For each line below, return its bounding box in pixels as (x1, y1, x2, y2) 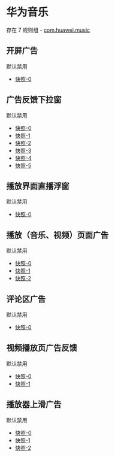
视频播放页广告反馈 (6, 343, 77, 353)
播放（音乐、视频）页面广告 (6, 230, 109, 240)
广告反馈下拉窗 (6, 95, 62, 105)
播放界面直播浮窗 (6, 181, 69, 191)
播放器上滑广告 (6, 400, 62, 410)
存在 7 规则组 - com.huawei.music (6, 26, 90, 34)
